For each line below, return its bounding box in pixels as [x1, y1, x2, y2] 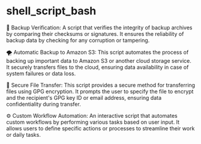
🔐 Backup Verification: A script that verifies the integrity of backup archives [6, 24, 193, 31]
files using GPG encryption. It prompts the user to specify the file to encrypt [6, 88, 194, 95]
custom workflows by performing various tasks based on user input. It [6, 118, 180, 125]
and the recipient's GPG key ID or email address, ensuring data [6, 94, 162, 101]
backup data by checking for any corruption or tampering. [6, 36, 150, 44]
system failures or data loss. [6, 70, 76, 77]
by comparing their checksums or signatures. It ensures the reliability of [6, 30, 184, 37]
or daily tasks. [6, 131, 41, 138]
